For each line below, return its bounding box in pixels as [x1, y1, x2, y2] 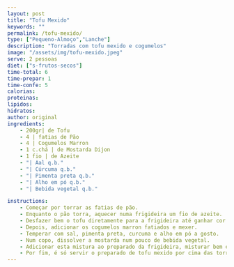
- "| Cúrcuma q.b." [19, 165, 77, 173]
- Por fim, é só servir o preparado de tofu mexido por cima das [19, 250, 214, 257]
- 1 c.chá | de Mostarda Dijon [19, 146, 111, 153]
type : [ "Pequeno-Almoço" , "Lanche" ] [7, 36, 111, 43]
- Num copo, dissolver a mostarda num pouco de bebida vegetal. [19, 236, 210, 244]
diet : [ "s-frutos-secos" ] [7, 62, 82, 69]
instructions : [7, 198, 49, 205]
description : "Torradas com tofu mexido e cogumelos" [7, 43, 167, 49]
